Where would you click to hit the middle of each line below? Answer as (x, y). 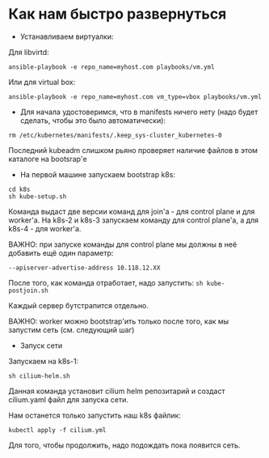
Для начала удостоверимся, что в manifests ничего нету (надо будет (139, 112)
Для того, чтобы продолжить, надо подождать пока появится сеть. (124, 445)
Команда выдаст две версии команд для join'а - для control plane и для (132, 211)
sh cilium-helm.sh (39, 376)
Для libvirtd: (29, 52)
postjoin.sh (28, 290)
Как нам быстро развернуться (118, 14)
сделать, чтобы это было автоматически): (93, 120)
